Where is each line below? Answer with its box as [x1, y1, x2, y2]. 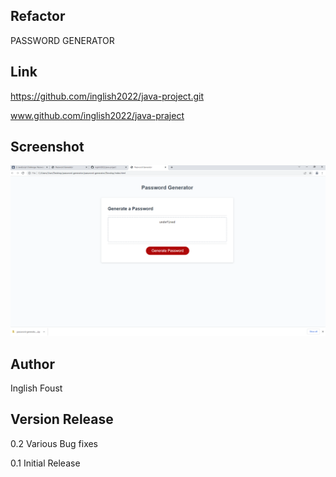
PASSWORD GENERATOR [10, 34, 115, 46]
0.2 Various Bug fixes [10, 437, 99, 449]
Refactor [10, 8, 66, 25]
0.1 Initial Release [10, 457, 81, 469]
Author [10, 355, 55, 373]
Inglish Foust [10, 382, 63, 394]
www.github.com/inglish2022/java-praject [10, 109, 185, 121]
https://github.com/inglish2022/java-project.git [10, 90, 205, 102]
